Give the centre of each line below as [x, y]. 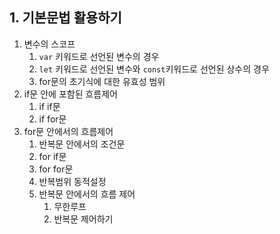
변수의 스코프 [49, 44]
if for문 [52, 119]
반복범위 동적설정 [72, 181]
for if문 [52, 156]
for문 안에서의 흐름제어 [68, 131]
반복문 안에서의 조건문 [82, 144]
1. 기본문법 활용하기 [65, 18]
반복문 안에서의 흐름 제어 [87, 194]
